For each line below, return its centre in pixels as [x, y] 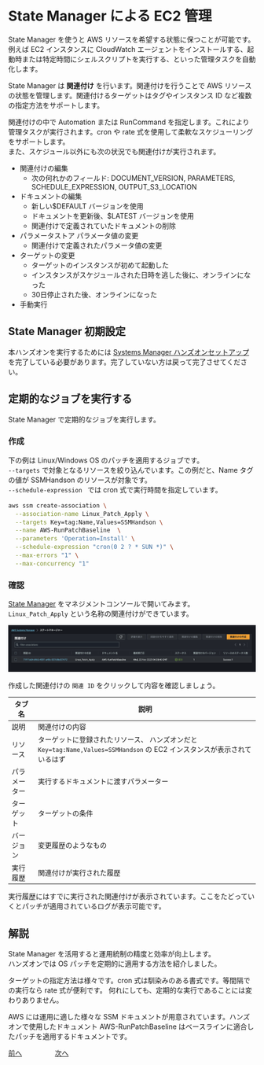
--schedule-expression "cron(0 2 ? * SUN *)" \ [95, 547]
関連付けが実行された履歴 [79, 872]
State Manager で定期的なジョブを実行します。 [84, 419]
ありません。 [42, 1001]
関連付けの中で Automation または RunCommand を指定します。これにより [129, 122]
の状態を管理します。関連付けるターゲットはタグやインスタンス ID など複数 [130, 95]
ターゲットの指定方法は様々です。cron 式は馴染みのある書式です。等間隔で [129, 981]
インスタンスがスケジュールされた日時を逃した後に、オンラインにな [141, 275]
